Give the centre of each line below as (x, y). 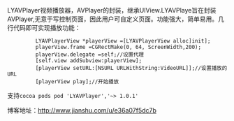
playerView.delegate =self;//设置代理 (90, 55)
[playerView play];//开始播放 (77, 82)
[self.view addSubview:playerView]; (88, 61)
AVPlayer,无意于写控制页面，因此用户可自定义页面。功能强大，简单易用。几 (116, 19)
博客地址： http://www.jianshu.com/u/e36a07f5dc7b (82, 110)
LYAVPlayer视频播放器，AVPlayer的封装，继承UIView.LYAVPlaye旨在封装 (112, 10)
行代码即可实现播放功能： (44, 28)
